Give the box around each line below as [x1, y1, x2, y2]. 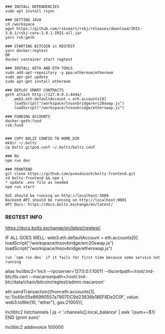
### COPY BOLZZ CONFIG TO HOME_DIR [5, 136, 80, 141]
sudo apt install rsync [5, 9, 55, 14]
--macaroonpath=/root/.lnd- [29, 274, 87, 280]
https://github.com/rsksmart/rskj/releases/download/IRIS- [16, 26, 142, 31]
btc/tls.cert [5, 274, 28, 280]
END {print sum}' [5, 314, 41, 320]
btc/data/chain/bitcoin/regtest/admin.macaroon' [5, 279, 105, 285]
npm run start [5, 184, 35, 189]
